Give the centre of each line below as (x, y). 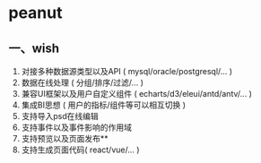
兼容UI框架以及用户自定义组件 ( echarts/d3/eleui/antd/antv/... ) (137, 94)
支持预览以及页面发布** (65, 138)
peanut (35, 13)
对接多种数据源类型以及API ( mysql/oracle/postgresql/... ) (127, 71)
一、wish (34, 48)
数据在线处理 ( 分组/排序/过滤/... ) (83, 82)
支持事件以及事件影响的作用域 (76, 127)
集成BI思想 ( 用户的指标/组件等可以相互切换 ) (103, 105)
